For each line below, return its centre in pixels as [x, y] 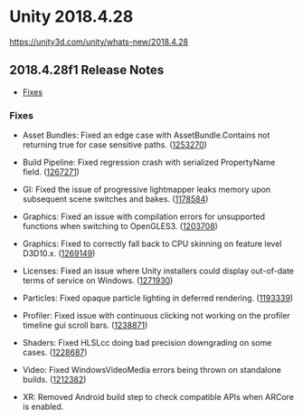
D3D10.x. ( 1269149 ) [59, 253]
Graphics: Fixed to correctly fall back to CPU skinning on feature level [152, 244]
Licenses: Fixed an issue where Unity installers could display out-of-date [158, 271]
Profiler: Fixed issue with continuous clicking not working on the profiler [156, 316]
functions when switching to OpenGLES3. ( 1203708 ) [120, 226]
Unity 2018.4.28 [71, 17]
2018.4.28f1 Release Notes [87, 70]
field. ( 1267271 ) [51, 172]
